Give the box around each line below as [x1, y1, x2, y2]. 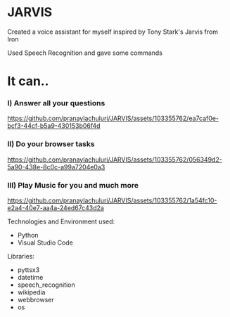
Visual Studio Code [17, 238, 74, 247]
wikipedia [17, 288, 46, 297]
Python [17, 231, 39, 240]
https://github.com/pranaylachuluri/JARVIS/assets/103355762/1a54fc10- [7, 196, 217, 205]
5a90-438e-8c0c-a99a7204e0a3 [7, 162, 106, 171]
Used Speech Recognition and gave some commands [7, 48, 163, 57]
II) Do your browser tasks [7, 139, 95, 149]
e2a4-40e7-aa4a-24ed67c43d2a [7, 204, 104, 212]
